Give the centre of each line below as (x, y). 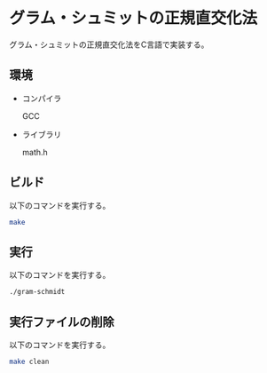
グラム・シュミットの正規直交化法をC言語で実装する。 (109, 44)
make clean (29, 361)
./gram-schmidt (37, 292)
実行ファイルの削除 (62, 322)
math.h (35, 152)
